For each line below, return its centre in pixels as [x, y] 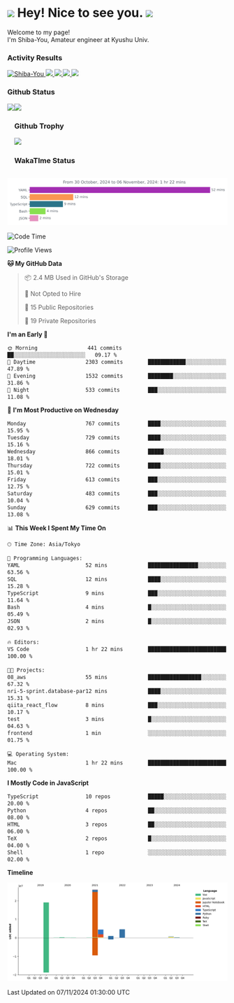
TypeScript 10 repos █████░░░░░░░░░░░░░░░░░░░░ [117, 797]
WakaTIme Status [45, 160]
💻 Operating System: [38, 754]
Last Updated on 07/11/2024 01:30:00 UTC [69, 993]
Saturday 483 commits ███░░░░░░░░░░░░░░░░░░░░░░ [117, 494]
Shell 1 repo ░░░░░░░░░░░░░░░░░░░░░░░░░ [117, 853]
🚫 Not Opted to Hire [53, 294]
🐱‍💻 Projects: [26, 670]
